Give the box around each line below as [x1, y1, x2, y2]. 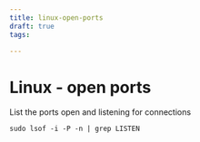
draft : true [9, 22, 55, 31]
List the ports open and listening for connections [9, 107, 192, 118]
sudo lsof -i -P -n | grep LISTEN [9, 124, 141, 134]
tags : [9, 30, 30, 39]
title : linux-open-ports [9, 13, 104, 23]
